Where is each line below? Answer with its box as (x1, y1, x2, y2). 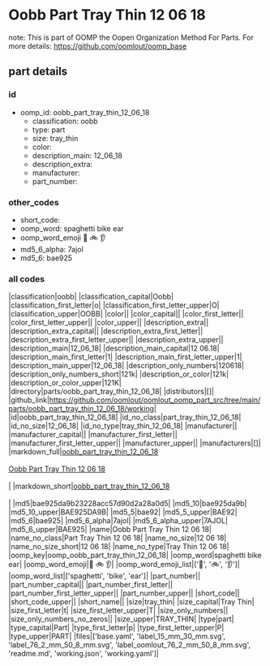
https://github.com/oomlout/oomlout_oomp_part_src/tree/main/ (49, 395, 261, 405)
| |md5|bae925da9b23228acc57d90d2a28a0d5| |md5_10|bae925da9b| (8, 499, 247, 509)
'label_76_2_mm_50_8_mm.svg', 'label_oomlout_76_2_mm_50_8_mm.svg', (8, 640, 251, 650)
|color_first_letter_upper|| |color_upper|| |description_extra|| (8, 318, 209, 328)
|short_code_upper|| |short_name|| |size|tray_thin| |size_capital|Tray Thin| (8, 597, 255, 607)
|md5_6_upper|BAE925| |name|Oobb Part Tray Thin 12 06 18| (8, 525, 212, 535)
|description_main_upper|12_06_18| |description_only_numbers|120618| (8, 361, 245, 371)
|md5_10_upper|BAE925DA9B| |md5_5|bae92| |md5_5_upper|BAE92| (8, 507, 238, 517)
